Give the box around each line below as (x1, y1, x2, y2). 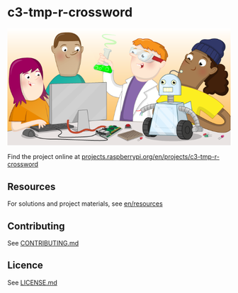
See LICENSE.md (7, 278, 58, 287)
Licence (7, 260, 44, 272)
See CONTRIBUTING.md (7, 239, 79, 248)
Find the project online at (7, 153, 80, 161)
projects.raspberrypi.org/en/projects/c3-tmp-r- (81, 153, 220, 161)
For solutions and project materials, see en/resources (7, 199, 163, 208)
